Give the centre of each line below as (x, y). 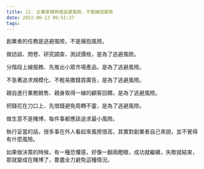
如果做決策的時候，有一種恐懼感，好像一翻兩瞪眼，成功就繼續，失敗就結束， (102, 152)
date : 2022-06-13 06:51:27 (40, 18)
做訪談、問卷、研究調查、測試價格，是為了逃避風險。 (73, 54)
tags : (13, 23)
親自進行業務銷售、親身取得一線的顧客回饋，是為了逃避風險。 (83, 93)
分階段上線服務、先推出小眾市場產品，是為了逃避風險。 (75, 67)
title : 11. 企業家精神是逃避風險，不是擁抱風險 (60, 12)
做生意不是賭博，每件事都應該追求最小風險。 (62, 119)
